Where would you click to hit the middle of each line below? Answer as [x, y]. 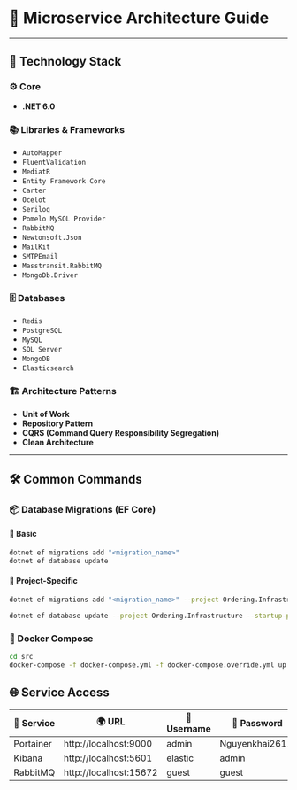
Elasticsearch [48, 368]
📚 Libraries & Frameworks [67, 129]
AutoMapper [42, 153]
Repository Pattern [57, 423]
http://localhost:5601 [108, 758]
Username [189, 728]
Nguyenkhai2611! [257, 743]
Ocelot [34, 200]
